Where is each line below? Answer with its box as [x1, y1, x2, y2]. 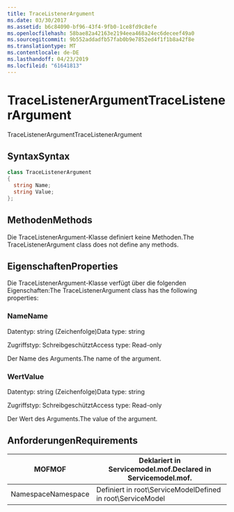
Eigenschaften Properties [7, 260, 118, 272]
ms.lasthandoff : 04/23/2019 [7, 56, 89, 63]
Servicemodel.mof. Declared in [108, 464, 212, 474]
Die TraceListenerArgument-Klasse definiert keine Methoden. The [7, 233, 194, 241]
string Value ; [13, 189, 54, 196]
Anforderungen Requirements [7, 434, 138, 447]
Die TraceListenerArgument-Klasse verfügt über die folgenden [7, 279, 187, 287]
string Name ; [13, 182, 52, 189]
